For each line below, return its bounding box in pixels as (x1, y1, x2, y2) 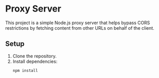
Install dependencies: (12, 58, 58, 64)
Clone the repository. (12, 53, 57, 59)
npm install (12, 68, 38, 73)
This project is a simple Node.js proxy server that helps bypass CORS (5, 20, 150, 26)
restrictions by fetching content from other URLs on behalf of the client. (5, 25, 154, 31)
